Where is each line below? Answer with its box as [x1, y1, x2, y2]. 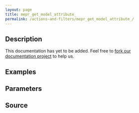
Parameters [5, 84, 42, 93]
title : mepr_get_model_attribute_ [5, 12, 77, 17]
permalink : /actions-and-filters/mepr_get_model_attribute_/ [5, 16, 135, 21]
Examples [5, 67, 36, 76]
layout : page [5, 7, 32, 12]
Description [5, 35, 42, 43]
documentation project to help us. [5, 53, 74, 59]
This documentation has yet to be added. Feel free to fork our [5, 48, 131, 54]
